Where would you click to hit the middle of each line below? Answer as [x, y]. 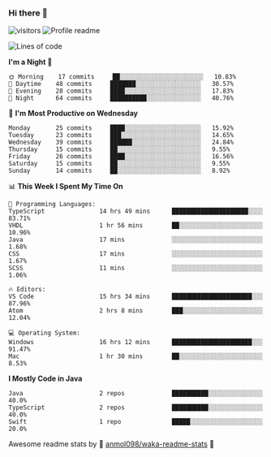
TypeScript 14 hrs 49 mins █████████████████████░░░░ [136, 211]
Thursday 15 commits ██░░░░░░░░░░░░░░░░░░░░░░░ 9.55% [119, 149]
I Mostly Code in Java [45, 379]
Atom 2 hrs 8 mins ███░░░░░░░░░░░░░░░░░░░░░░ [136, 311]
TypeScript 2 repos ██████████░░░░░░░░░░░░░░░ [136, 408]
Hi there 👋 [28, 13]
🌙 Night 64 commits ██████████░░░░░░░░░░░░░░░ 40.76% [121, 98]
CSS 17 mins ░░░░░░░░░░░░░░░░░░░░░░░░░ [136, 254]
